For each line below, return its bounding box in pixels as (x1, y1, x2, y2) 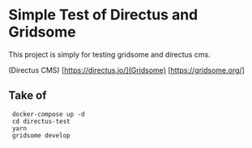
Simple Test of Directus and (8, 6, 199, 24)
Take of (8, 89, 47, 103)
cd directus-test (11, 117, 70, 125)
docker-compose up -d (11, 110, 85, 118)
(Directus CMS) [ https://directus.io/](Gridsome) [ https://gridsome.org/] (8, 65, 245, 74)
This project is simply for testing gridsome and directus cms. (8, 49, 211, 59)
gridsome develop (11, 131, 70, 139)
